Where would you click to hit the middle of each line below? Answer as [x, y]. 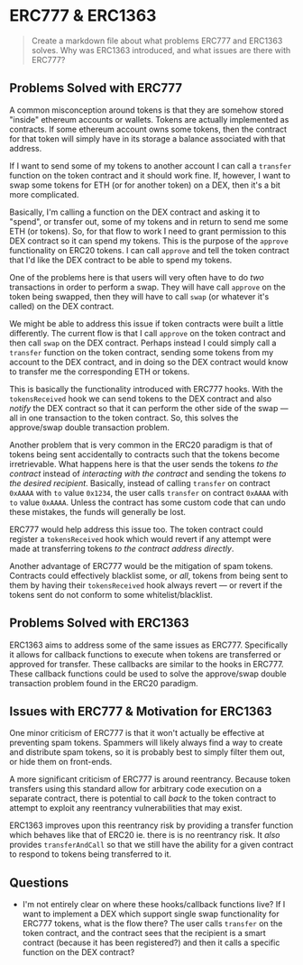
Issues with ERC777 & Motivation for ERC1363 [141, 711]
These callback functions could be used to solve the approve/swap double [148, 674]
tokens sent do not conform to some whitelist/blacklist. [111, 594]
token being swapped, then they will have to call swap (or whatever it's [139, 296]
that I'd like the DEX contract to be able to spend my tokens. [121, 260]
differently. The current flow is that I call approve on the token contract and [147, 333]
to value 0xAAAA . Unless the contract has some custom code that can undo [147, 502]
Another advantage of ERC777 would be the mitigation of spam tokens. [141, 565]
